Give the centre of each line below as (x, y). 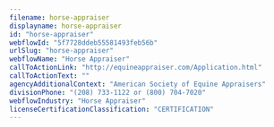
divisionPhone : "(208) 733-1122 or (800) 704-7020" (107, 92)
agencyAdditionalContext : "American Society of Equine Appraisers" (138, 84)
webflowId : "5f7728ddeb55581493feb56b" (84, 42)
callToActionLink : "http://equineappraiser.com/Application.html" (136, 68)
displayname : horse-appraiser (66, 26)
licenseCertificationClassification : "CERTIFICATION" (112, 109)
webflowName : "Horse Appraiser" (69, 59)
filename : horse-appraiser (60, 17)
